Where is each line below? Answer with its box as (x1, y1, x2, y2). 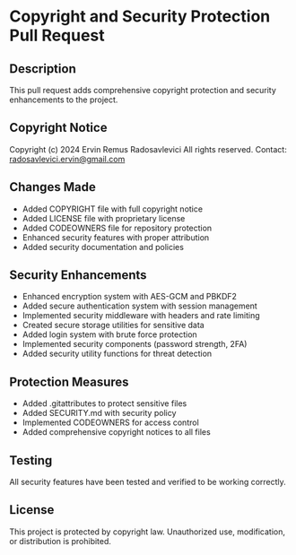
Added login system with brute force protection (22, 329, 197, 340)
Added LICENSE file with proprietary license (22, 212, 186, 223)
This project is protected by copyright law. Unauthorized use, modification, (9, 526, 285, 537)
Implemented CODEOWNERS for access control (22, 417, 199, 428)
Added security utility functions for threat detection (22, 348, 213, 360)
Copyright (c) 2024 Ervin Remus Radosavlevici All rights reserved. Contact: (9, 143, 287, 154)
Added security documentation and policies (22, 241, 184, 252)
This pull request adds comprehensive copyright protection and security (9, 85, 276, 95)
